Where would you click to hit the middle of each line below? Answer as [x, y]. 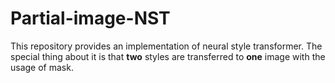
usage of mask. [42, 67]
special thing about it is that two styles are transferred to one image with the [168, 56]
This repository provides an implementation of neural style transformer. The [166, 46]
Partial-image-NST [90, 18]
